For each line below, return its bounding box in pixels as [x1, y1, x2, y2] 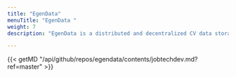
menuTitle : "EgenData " [7, 17, 77, 24]
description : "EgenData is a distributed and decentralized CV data [7, 29, 212, 37]
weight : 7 [7, 23, 37, 30]
